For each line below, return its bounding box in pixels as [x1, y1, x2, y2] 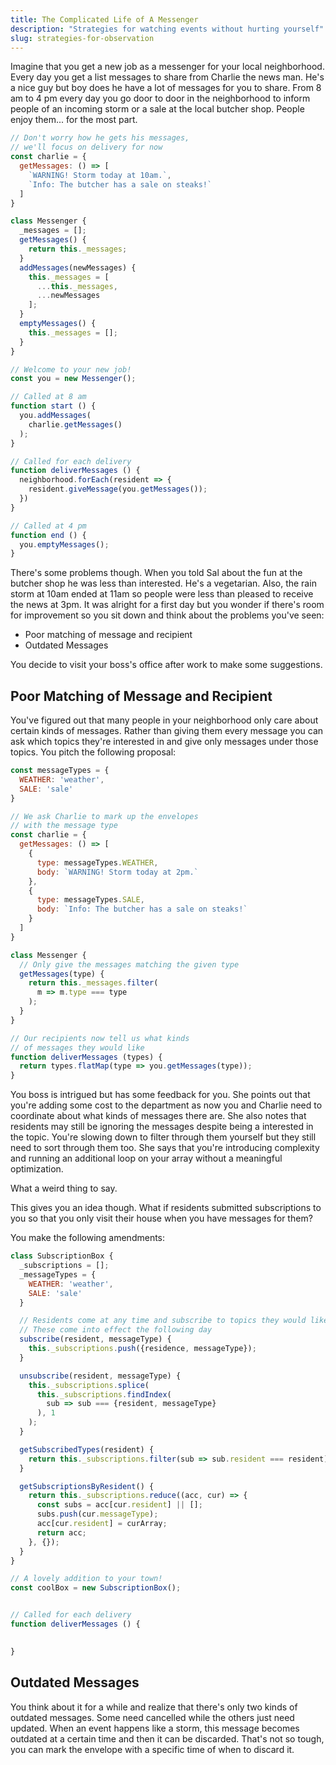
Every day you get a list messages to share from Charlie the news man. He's [10, 71, 325, 83]
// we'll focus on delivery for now [10, 142, 163, 153]
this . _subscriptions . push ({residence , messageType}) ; [28, 1344, 257, 1354]
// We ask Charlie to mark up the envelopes [10, 811, 199, 821]
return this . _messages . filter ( [28, 978, 159, 988]
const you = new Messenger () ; [10, 374, 137, 384]
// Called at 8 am [10, 392, 87, 402]
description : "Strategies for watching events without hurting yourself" [10, 24, 325, 34]
